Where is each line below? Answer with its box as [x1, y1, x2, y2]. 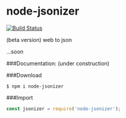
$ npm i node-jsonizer [6, 83, 64, 89]
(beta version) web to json [6, 36, 72, 43]
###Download [6, 71, 42, 78]
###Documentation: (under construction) [6, 60, 110, 67]
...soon [6, 47, 24, 55]
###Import [6, 94, 33, 101]
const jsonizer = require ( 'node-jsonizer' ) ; [6, 105, 121, 112]
